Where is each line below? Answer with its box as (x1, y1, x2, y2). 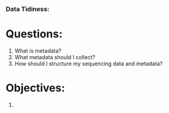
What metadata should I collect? (14, 53, 95, 60)
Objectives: (5, 81, 65, 95)
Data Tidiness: (5, 5, 50, 13)
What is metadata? (14, 47, 62, 54)
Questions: (5, 27, 63, 41)
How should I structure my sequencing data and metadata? (14, 60, 163, 67)
